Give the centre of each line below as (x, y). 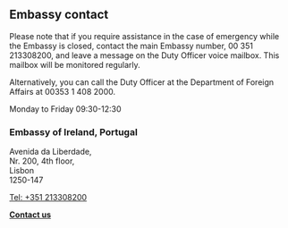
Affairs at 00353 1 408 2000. (63, 91)
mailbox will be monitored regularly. (75, 64)
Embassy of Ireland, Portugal (74, 131)
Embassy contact (59, 15)
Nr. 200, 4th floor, (42, 161)
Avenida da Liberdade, (51, 152)
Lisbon (21, 171)
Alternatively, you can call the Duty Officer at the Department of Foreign (142, 82)
